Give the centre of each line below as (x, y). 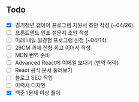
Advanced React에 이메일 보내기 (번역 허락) (67, 63)
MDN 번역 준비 (32, 55)
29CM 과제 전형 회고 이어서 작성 (53, 48)
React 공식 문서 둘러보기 (44, 70)
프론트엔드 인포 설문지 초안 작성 (52, 32)
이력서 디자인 (30, 85)
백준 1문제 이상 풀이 (38, 93)
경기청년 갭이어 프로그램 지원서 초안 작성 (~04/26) (74, 25)
